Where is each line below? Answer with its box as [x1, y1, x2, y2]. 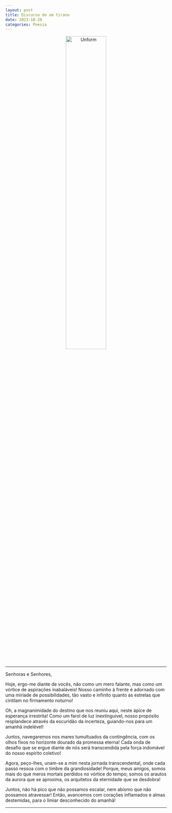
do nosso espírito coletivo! [5, 750, 61, 757]
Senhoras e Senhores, [5, 671, 52, 677]
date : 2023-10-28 [5, 17, 42, 22]
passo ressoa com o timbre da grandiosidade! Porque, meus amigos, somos [5, 766, 166, 772]
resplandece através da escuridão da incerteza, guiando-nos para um [5, 719, 153, 725]
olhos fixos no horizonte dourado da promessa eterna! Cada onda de [5, 739, 151, 745]
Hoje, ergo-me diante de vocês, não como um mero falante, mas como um [5, 681, 162, 687]
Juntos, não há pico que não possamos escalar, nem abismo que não [5, 786, 152, 792]
